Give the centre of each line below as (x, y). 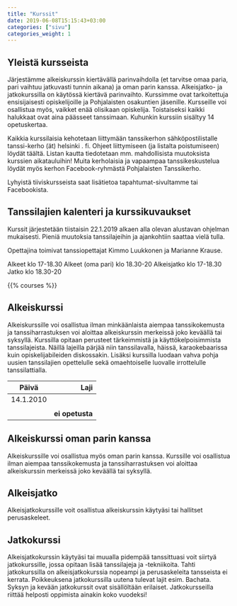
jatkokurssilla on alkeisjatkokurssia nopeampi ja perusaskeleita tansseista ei (117, 572)
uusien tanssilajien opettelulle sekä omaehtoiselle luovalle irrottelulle (107, 362)
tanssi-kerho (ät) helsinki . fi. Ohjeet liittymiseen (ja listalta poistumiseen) (114, 146)
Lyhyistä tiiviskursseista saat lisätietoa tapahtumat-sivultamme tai (103, 182)
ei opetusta (74, 413)
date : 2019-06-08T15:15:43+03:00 (57, 21)
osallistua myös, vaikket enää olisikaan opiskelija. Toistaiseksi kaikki (106, 110)
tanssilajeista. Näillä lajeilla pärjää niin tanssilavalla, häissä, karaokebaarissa (117, 347)
